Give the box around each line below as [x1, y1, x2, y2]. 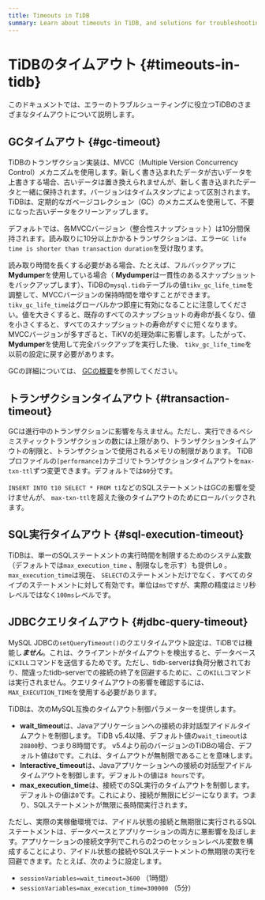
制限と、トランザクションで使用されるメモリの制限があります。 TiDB [28, 446, 253, 456]
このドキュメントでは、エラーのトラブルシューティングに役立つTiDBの [8, 100, 238, 109]
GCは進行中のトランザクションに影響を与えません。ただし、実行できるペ [8, 426, 246, 436]
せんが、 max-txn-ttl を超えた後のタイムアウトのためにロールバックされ [21, 493, 256, 502]
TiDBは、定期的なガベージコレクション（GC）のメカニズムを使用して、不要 [8, 197, 255, 206]
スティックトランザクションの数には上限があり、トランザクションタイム [14, 437, 250, 446]
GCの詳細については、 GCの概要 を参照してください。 [8, 366, 182, 376]
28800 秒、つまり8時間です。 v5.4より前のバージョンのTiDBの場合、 [19, 740, 239, 750]
